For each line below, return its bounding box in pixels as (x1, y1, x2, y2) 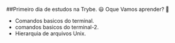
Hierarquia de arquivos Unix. (14, 30, 86, 37)
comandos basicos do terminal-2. (14, 24, 99, 30)
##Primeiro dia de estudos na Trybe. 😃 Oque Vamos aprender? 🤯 (6, 6, 170, 13)
